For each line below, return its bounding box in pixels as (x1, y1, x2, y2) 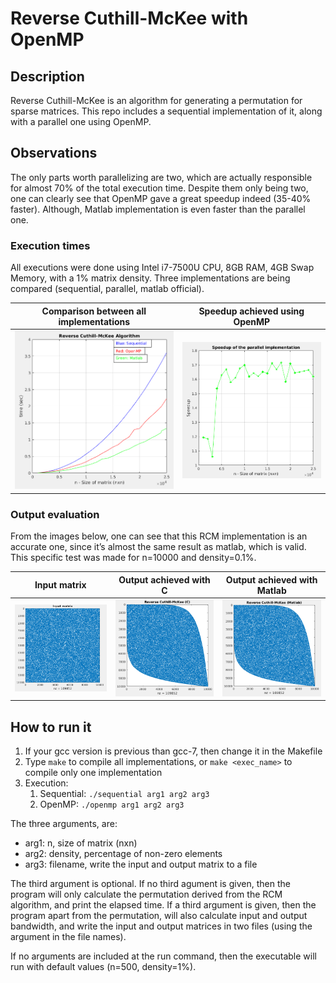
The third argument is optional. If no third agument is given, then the (10, 877, 291, 889)
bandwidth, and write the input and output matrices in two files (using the (10, 920, 313, 932)
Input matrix (34, 579, 87, 591)
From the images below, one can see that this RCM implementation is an (10, 530, 308, 542)
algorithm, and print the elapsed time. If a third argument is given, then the (10, 898, 317, 911)
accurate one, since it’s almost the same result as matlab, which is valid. (10, 541, 307, 553)
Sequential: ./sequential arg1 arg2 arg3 (39, 787, 210, 799)
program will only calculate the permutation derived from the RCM (10, 888, 283, 900)
